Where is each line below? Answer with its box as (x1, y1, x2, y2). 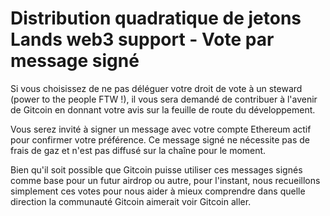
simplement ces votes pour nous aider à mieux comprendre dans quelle (10, 185, 306, 197)
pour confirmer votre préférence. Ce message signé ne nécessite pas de (10, 133, 310, 146)
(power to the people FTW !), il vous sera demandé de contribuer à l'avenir (10, 93, 318, 105)
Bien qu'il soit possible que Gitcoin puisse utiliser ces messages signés (10, 163, 303, 176)
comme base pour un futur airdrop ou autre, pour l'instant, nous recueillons (10, 174, 321, 186)
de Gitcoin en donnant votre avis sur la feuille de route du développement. (10, 103, 316, 116)
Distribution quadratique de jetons (10, 7, 302, 30)
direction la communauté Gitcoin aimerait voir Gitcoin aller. (10, 195, 252, 207)
